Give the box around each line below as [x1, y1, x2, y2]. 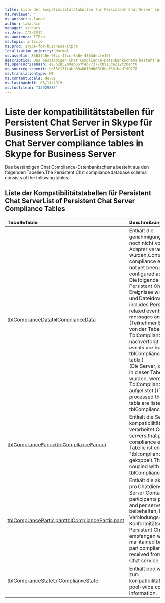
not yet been [129, 264, 158, 271]
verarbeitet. [129, 426, 156, 433]
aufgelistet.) [129, 387, 157, 394]
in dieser [129, 369, 149, 376]
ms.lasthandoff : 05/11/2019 [5, 80, 63, 85]
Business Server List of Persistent [5, 127, 145, 138]
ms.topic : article [5, 39, 43, 44]
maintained [129, 539, 155, 545]
